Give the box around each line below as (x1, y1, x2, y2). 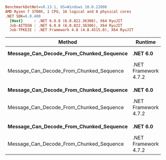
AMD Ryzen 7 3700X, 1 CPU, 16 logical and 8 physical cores (5, 9, 132, 14)
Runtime (135, 39, 156, 46)
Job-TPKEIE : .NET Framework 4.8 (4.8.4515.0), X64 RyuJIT (9, 28, 134, 33)
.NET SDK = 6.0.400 (5, 13, 41, 19)
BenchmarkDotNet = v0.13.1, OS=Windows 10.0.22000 (5, 4, 107, 9)
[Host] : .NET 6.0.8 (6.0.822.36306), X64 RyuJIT (9, 18, 123, 23)
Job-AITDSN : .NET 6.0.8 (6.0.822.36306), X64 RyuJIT (9, 23, 123, 28)
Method (58, 39, 78, 46)
